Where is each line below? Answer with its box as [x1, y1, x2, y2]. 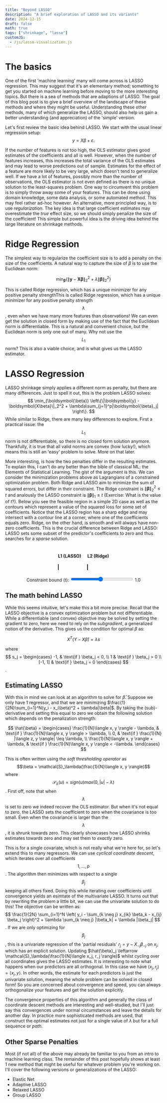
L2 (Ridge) [87, 553, 109, 559]
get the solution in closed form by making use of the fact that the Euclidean [5, 318, 159, 324]
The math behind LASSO [5, 591, 83, 600]
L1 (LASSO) [58, 553, 82, 559]
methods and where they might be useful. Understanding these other [5, 104, 147, 110]
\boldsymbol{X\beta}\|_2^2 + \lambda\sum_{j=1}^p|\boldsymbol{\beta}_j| [8, 403, 159, 409]
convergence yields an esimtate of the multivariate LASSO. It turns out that [5, 893, 158, 899]
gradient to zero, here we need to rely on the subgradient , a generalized [5, 620, 153, 626]
